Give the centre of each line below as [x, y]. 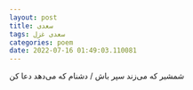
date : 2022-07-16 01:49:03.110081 [73, 51]
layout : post [33, 17]
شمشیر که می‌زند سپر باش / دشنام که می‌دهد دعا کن [97, 76]
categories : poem [41, 42]
